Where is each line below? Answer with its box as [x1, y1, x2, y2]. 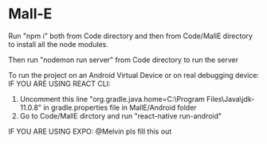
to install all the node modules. [8, 39, 109, 49]
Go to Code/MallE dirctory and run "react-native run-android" [19, 111, 222, 120]
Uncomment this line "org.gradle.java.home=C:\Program [19, 94, 206, 103]
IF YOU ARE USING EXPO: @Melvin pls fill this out [8, 126, 172, 136]
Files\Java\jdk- [206, 94, 255, 103]
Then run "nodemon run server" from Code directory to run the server [8, 55, 239, 64]
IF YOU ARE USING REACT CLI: [8, 79, 111, 88]
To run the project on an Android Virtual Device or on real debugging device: [8, 70, 260, 80]
